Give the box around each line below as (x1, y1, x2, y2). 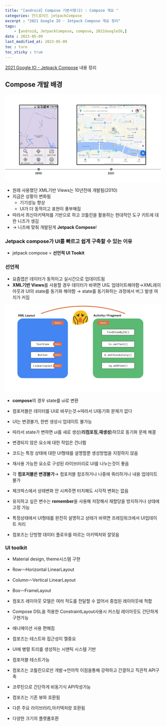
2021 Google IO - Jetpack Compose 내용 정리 (5, 64, 97, 70)
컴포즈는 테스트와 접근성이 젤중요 (12, 636, 76, 642)
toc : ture (5, 44, 28, 49)
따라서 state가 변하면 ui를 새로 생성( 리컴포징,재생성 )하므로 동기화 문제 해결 (12, 429, 156, 435)
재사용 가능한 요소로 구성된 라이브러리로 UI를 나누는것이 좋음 (12, 461, 129, 467)
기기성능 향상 (19, 199, 45, 205)
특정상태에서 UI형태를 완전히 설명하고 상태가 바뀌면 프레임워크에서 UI (12, 515, 146, 521)
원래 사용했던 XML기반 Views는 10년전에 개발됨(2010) (12, 187, 118, 193)
